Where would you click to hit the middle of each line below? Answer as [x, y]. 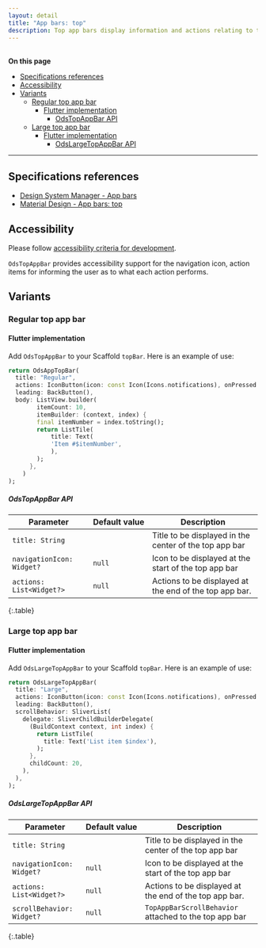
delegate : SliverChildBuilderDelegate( [88, 719]
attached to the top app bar [196, 916]
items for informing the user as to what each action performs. [108, 272]
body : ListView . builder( [56, 400]
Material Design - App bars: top [71, 204]
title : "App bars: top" [47, 23]
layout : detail [33, 15]
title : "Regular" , [46, 378]
